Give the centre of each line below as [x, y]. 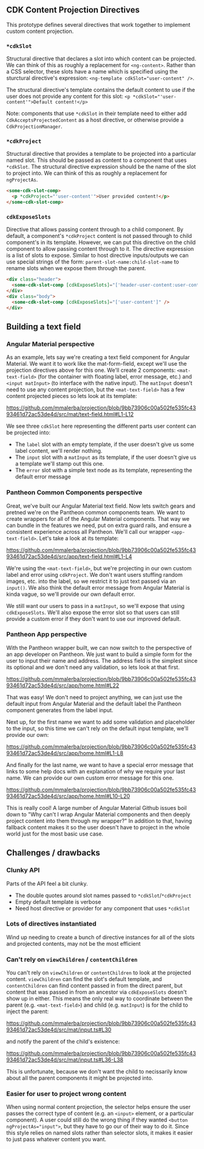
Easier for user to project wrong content [66, 1094]
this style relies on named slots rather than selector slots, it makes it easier [100, 1133]
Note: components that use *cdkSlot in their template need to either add [97, 114]
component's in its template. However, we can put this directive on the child [101, 242]
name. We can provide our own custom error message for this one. [90, 778]
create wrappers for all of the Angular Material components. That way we [98, 519]
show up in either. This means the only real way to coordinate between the [100, 999]
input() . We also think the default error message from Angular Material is [98, 587]
